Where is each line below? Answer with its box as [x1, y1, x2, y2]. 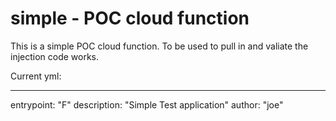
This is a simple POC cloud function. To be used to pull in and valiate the [10, 40, 309, 52]
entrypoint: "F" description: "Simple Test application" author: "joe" [10, 98, 284, 111]
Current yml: [10, 70, 62, 82]
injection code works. [10, 50, 100, 62]
